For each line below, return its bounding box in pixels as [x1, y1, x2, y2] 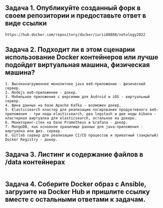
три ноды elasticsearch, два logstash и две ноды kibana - [33, 111, 157, 116]
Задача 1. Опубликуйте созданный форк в [5, 4, 141, 12]
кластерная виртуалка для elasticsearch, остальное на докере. [5, 116, 137, 120]
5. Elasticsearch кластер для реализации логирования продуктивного [5, 107, 148, 112]
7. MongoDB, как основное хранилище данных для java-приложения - [5, 124, 143, 129]
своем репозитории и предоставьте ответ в [5, 12, 146, 20]
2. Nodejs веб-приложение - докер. [5, 90, 78, 95]
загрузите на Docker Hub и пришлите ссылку [5, 187, 150, 196]
